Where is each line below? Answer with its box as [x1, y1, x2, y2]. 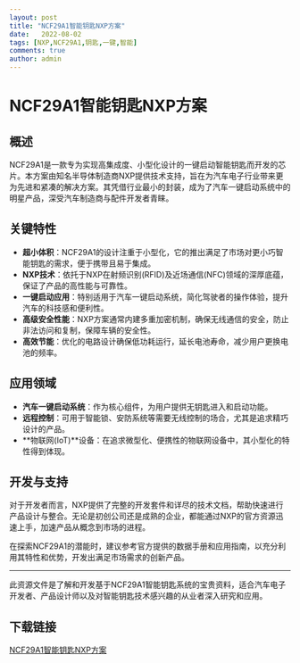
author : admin [9, 54, 62, 63]
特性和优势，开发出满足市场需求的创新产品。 [24, 552, 189, 563]
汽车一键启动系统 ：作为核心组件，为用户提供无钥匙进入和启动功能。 [21, 401, 273, 411]
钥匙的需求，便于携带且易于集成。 [29, 258, 156, 269]
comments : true [9, 46, 66, 55]
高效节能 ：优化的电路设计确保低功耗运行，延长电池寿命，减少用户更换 [21, 336, 281, 346]
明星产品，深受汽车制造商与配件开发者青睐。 [9, 193, 174, 203]
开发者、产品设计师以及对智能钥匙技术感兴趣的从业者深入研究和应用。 [9, 591, 268, 601]
